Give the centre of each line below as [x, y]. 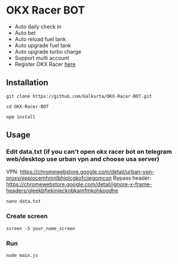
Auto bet [25, 32]
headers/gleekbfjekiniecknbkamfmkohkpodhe [62, 191]
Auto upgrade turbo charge [48, 51]
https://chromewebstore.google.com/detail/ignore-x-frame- [79, 184]
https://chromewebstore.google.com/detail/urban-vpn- [87, 172]
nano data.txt [24, 202]
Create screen [27, 216]
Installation [27, 83]
